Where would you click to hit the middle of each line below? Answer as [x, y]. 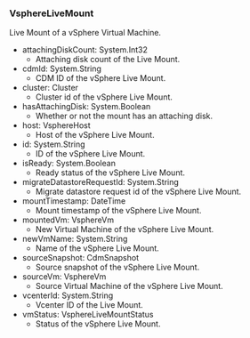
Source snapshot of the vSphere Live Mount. [117, 267]
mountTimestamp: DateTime [74, 201]
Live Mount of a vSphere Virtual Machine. [85, 33]
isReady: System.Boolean [69, 164]
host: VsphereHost [56, 125]
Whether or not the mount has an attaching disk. [124, 116]
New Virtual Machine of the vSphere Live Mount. [125, 229]
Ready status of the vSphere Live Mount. [110, 173]
